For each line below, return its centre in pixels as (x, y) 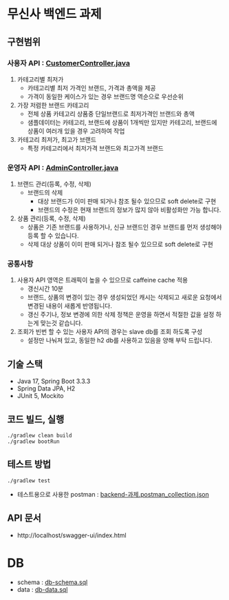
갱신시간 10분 (45, 289)
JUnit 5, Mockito (40, 396)
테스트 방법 (29, 465)
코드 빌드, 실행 (36, 419)
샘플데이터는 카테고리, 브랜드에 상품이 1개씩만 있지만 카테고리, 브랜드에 (122, 122)
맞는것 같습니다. (62, 323)
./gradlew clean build (40, 436)
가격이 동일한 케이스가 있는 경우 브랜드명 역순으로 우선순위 (106, 96)
